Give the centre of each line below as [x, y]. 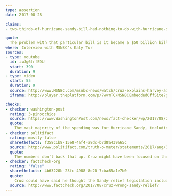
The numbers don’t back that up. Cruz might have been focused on [87, 157]
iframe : [18, 95]
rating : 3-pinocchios [33, 114]
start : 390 [21, 67]
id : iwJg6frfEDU [27, 62]
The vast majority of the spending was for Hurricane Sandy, [81, 128]
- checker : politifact [29, 133]
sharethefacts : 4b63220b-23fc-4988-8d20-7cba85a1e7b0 [68, 171]
